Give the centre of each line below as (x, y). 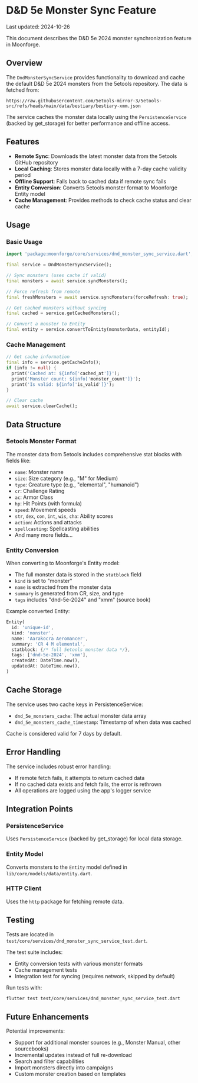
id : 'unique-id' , (33, 628)
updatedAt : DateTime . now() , (46, 666)
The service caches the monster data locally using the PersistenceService (96, 117)
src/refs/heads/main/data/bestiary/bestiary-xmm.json (74, 106)
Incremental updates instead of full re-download (73, 1055)
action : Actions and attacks (48, 522)
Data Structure (34, 425)
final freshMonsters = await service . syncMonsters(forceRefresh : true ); (97, 297)
